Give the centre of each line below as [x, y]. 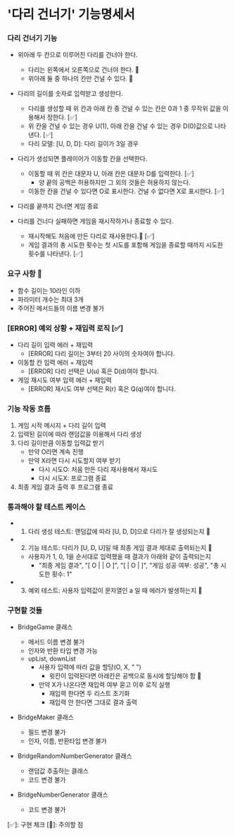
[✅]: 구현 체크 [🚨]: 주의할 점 [45, 824]
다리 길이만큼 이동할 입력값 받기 [61, 443]
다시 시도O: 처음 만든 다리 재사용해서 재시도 [98, 470]
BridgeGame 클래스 [45, 627]
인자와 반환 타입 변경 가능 [63, 650]
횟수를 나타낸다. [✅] [55, 254]
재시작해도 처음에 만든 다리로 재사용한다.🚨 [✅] [91, 236]
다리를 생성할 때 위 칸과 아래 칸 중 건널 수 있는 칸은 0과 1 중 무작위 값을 [125, 108]
